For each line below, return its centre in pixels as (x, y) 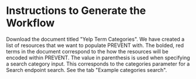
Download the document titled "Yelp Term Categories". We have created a (95, 39)
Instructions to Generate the (76, 11)
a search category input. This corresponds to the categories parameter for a (98, 64)
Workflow (30, 23)
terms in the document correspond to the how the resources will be (87, 51)
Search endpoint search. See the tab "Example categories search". (87, 70)
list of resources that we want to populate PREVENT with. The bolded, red (95, 45)
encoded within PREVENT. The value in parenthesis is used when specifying (98, 58)
